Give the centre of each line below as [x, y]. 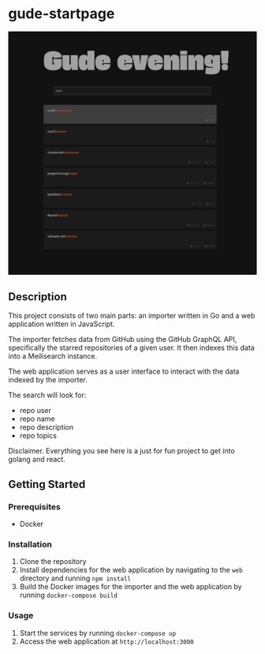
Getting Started [47, 484]
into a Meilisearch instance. [53, 356]
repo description [47, 427]
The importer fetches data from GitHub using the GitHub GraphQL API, [123, 340]
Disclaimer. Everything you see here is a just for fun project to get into [121, 451]
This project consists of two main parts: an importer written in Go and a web [132, 316]
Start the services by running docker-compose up [98, 633]
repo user [35, 411]
